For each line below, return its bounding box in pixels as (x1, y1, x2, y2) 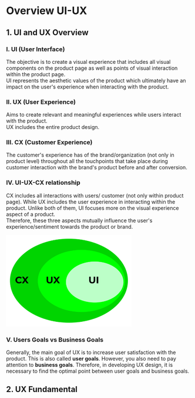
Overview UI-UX (6, 4, 88, 18)
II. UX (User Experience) (6, 98, 76, 106)
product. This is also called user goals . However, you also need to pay (6, 355, 176, 362)
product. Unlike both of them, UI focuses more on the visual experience (6, 204, 179, 212)
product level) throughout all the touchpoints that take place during (6, 158, 169, 165)
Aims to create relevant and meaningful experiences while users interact (6, 111, 181, 118)
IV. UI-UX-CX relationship (6, 179, 80, 187)
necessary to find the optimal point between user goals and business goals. (6, 368, 190, 375)
